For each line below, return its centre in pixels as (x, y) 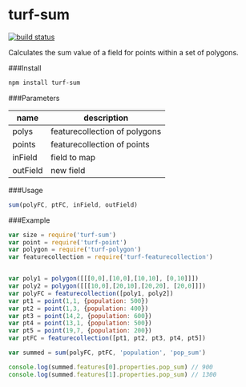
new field (68, 170)
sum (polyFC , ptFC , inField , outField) (73, 205)
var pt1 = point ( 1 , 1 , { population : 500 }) (79, 301)
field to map (73, 157)
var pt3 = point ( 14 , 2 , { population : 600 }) (80, 316)
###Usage (26, 190)
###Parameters (34, 98)
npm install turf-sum (44, 83)
